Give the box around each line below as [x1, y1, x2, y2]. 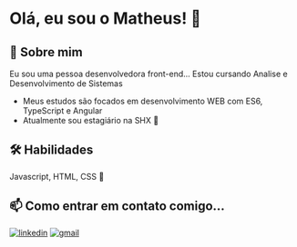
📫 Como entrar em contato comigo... [9, 199, 225, 214]
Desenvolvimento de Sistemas [9, 78, 123, 89]
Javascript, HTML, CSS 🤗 [9, 171, 105, 182]
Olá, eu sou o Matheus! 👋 [9, 8, 202, 29]
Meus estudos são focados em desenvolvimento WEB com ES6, [22, 95, 263, 106]
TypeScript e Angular [22, 105, 103, 116]
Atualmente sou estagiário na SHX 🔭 [22, 115, 159, 125]
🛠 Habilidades [9, 143, 94, 158]
